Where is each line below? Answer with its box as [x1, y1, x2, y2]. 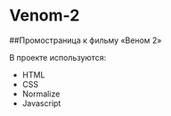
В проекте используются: [9, 52, 107, 62]
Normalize [21, 88, 61, 99]
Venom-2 [9, 5, 80, 26]
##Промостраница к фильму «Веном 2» [9, 35, 162, 46]
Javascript [21, 97, 61, 108]
